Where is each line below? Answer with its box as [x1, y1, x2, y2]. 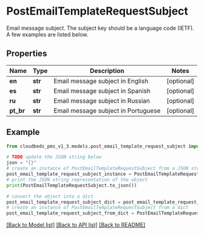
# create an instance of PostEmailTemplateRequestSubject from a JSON [6, 165, 189, 171]
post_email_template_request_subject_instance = [6, 171, 132, 177]
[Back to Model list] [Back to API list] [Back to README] [6, 221, 146, 229]
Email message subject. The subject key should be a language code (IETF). [6, 24, 194, 32]
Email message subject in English [53, 77, 149, 85]
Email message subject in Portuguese [53, 106, 161, 115]
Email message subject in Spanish [53, 86, 151, 95]
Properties [6, 49, 47, 59]
